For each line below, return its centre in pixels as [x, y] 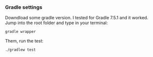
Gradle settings [24, 7]
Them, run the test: [24, 41]
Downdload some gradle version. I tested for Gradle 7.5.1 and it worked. [77, 18]
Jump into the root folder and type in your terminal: [56, 23]
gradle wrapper [21, 32]
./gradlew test [21, 50]
